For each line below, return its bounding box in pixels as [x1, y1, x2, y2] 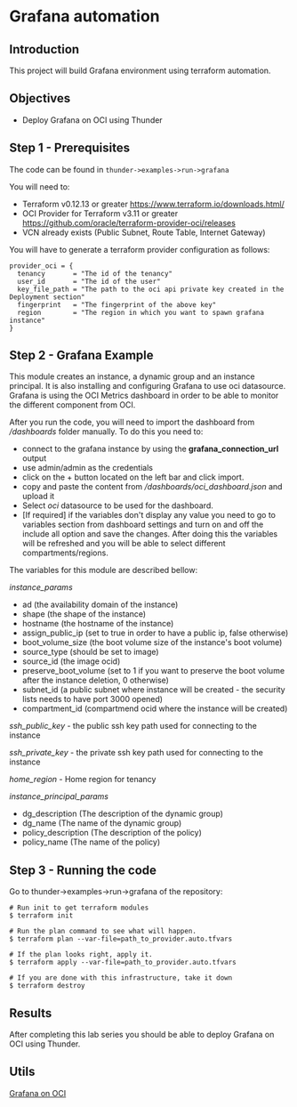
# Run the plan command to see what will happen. [9, 927, 197, 936]
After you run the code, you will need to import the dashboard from [9, 416, 255, 428]
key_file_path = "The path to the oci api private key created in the [17, 285, 285, 294]
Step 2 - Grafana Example [9, 348, 154, 363]
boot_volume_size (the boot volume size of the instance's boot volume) [21, 637, 283, 648]
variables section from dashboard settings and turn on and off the [21, 519, 264, 530]
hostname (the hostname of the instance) [21, 618, 174, 629]
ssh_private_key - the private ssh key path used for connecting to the [9, 747, 264, 758]
